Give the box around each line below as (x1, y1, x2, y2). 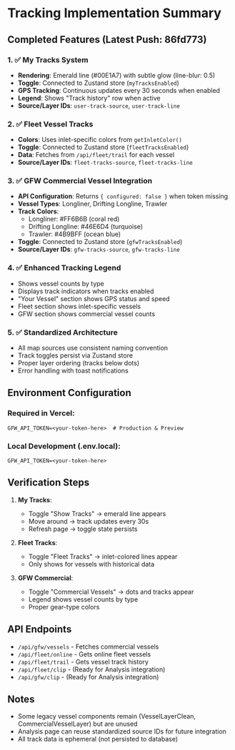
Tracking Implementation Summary (7, 5, 221, 21)
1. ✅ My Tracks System (7, 55, 89, 65)
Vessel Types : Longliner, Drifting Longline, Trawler (17, 200, 168, 208)
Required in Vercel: (7, 408, 75, 418)
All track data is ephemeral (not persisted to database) (17, 735, 179, 744)
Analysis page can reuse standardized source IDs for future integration (17, 727, 227, 736)
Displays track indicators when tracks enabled (17, 287, 154, 295)
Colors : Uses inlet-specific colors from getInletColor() (17, 136, 182, 144)
